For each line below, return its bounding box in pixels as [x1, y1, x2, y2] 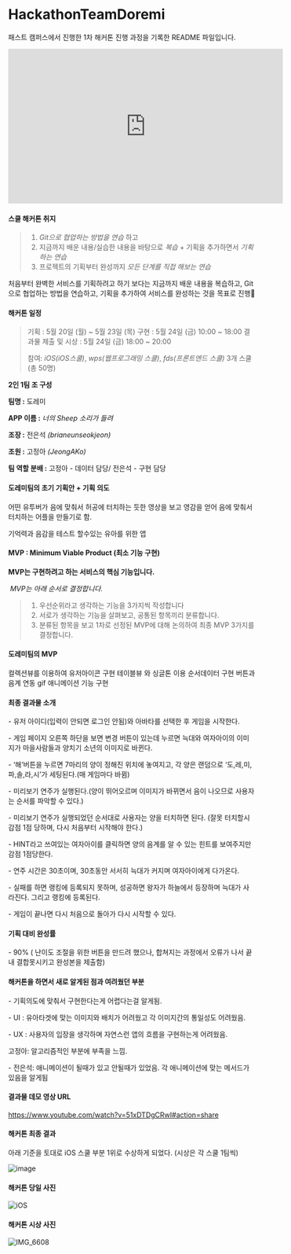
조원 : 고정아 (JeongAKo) [8, 447, 86, 457]
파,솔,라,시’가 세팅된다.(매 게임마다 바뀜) [8, 770, 130, 779]
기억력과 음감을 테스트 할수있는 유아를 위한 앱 [8, 528, 147, 538]
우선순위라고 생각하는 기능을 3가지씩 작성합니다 [38, 600, 184, 610]
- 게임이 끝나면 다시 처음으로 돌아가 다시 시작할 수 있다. [8, 910, 176, 919]
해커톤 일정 [8, 308, 42, 318]
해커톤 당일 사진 [8, 1182, 56, 1192]
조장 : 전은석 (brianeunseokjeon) [8, 430, 111, 439]
